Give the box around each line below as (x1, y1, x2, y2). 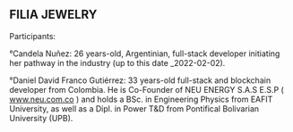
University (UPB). (9, 112, 73, 123)
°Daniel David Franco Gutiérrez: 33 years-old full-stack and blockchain (9, 75, 271, 86)
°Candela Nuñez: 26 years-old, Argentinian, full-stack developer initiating (9, 48, 280, 59)
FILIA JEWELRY (9, 7, 98, 22)
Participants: (9, 30, 56, 41)
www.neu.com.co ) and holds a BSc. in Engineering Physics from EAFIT (9, 94, 273, 104)
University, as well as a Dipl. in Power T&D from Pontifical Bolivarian (9, 103, 260, 114)
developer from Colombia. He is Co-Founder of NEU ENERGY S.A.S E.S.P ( (9, 84, 284, 95)
